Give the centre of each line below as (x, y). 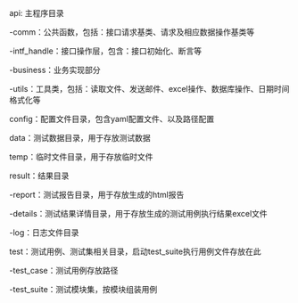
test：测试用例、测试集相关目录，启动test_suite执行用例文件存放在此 (135, 251)
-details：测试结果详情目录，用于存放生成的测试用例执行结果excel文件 (138, 213)
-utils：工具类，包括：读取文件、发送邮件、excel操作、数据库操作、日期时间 (149, 89)
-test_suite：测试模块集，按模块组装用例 (83, 289)
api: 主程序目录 (37, 13)
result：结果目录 (39, 176)
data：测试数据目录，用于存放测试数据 (80, 138)
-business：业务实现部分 (55, 70)
